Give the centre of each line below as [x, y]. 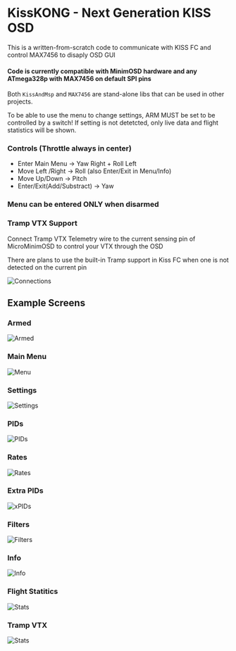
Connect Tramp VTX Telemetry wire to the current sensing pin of [101, 239]
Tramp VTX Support [42, 223]
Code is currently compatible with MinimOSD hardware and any [102, 71]
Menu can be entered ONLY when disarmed [83, 204]
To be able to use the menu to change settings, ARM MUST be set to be [111, 115]
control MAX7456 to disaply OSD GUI [62, 55]
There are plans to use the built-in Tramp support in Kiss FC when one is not [118, 260]
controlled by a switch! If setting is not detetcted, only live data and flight [113, 123]
